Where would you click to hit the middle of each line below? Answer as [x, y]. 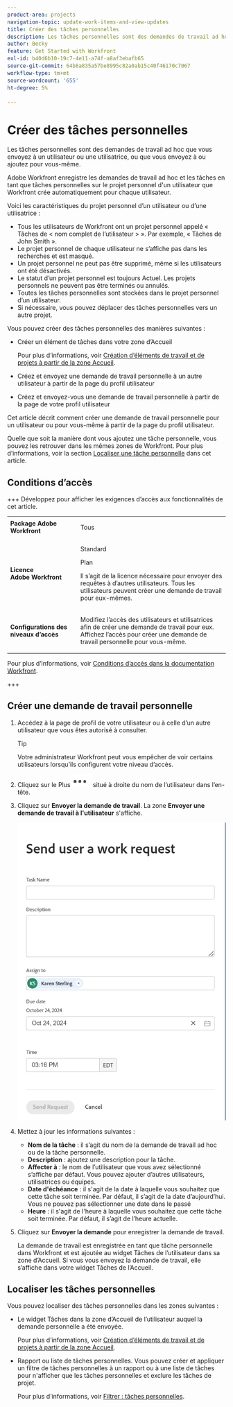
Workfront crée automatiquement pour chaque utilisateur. [89, 192]
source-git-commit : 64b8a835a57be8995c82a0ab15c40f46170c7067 [99, 66]
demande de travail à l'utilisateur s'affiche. [80, 813]
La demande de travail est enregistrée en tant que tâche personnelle [115, 1245]
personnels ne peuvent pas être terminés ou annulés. [93, 286]
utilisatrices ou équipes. [61, 1182]
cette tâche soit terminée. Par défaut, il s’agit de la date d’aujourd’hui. [127, 1196]
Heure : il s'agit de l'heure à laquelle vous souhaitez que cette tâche [124, 1211]
